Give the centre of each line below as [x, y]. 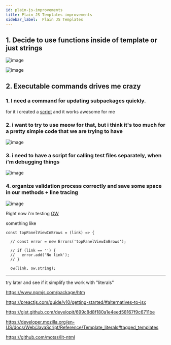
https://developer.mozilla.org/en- [40, 322]
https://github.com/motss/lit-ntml [40, 337]
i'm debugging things [33, 162]
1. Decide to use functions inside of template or [82, 40]
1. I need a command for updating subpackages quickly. [76, 101]
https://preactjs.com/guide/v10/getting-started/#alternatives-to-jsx [76, 302]
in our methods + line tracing [42, 192]
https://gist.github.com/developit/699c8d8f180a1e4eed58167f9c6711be [80, 312]
